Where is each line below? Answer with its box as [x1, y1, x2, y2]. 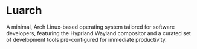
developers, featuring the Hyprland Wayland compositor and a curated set [6, 29, 192, 36]
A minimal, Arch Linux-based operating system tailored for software [6, 23, 175, 30]
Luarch [6, 4, 42, 17]
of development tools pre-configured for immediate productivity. [6, 36, 167, 43]
